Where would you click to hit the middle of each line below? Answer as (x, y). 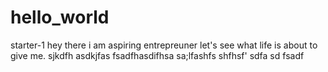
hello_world (60, 17)
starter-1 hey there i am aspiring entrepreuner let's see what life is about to (164, 45)
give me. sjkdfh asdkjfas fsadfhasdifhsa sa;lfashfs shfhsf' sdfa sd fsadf (157, 55)
